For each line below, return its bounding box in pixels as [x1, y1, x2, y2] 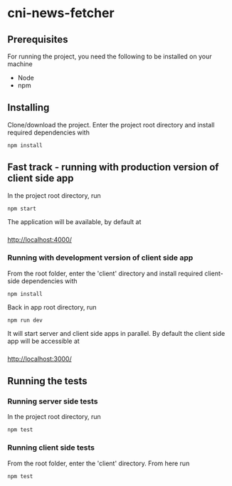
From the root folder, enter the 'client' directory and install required [7, 269, 204, 278]
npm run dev [7, 317, 43, 324]
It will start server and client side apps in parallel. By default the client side [7, 329, 226, 337]
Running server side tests [7, 396, 98, 406]
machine [7, 60, 33, 68]
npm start [7, 205, 37, 212]
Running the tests [7, 375, 88, 387]
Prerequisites [7, 33, 68, 46]
